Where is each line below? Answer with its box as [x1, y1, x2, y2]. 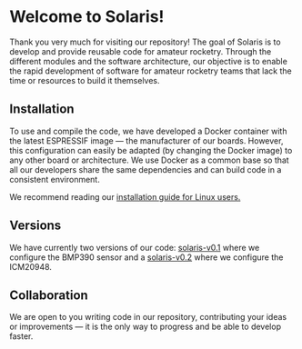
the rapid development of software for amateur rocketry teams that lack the [9, 65, 293, 76]
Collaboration [9, 287, 88, 303]
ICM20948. [9, 261, 53, 272]
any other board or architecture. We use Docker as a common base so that [9, 155, 289, 165]
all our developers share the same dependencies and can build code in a [9, 164, 282, 174]
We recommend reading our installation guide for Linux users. [9, 191, 241, 202]
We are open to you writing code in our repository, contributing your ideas [9, 312, 287, 323]
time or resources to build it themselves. [9, 75, 161, 85]
